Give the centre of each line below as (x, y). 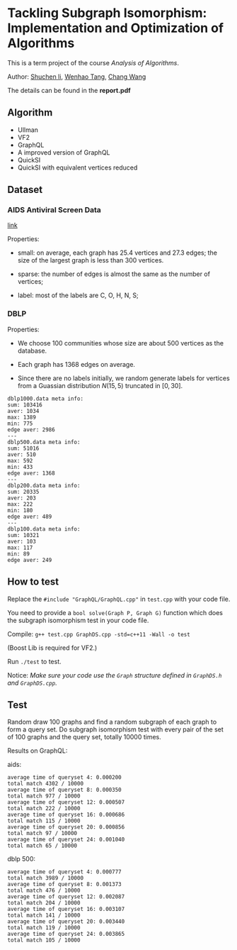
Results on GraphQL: (37, 751)
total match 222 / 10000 (44, 809)
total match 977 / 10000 (44, 796)
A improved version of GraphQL (64, 152)
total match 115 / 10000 (44, 821)
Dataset (25, 190)
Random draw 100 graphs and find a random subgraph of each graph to (112, 722)
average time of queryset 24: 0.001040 (66, 840)
